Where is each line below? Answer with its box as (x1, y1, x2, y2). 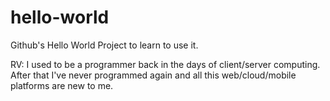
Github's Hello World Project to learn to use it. (10, 39, 199, 51)
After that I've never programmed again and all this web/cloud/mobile (10, 69, 297, 81)
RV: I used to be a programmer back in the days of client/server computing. (10, 58, 321, 70)
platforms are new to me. (10, 79, 114, 91)
